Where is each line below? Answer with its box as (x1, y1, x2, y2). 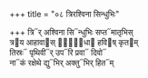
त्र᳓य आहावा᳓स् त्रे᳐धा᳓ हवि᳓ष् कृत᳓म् (9, 37, 139, 47)
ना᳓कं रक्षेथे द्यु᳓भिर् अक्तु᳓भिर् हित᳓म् (9, 57, 114, 68)
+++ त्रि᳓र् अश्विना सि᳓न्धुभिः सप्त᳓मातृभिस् (9, 27, 133, 37)
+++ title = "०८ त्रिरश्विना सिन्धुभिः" (9, 9, 120, 19)
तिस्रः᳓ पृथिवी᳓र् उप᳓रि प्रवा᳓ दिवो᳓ (9, 47, 107, 58)
